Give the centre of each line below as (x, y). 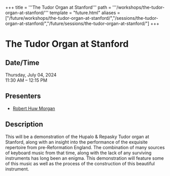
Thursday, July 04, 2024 (31, 75)
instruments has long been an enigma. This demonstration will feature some (84, 158)
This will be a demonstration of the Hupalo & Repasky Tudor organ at (77, 136)
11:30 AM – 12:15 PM (26, 80)
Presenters (23, 96)
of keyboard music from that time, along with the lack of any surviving (78, 153)
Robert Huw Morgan (34, 108)
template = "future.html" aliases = (85, 13)
